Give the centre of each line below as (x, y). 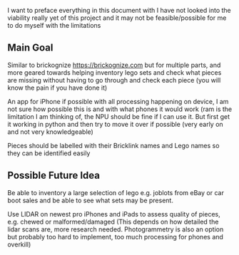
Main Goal (30, 48)
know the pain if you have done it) (57, 88)
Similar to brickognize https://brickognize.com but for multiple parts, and (114, 65)
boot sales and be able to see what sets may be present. (90, 200)
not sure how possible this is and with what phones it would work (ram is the (120, 109)
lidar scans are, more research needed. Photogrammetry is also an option (116, 229)
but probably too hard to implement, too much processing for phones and (115, 236)
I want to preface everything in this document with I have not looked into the (119, 10)
